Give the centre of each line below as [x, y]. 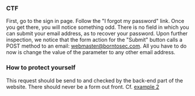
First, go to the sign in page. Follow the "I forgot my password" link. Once [95, 21]
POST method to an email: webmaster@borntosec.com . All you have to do [97, 46]
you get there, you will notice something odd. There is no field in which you [97, 27]
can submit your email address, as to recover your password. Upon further [97, 34]
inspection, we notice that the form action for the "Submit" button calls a [94, 40]
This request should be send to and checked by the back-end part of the [95, 80]
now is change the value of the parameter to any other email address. [91, 52]
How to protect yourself [41, 68]
